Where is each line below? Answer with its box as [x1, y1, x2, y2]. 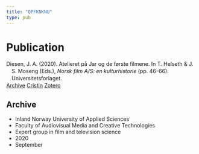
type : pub [6, 14, 31, 21]
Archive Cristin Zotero [6, 82, 61, 89]
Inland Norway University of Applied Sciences [14, 115, 130, 123]
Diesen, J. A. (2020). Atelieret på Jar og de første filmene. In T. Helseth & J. [6, 60, 194, 68]
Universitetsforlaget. [11, 75, 62, 82]
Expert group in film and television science [14, 128, 121, 135]
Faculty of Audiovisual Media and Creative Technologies [14, 121, 156, 129]
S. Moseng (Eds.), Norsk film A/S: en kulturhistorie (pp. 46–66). [11, 68, 169, 75]
